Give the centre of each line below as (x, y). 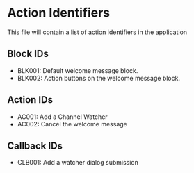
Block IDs (28, 54)
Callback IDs (35, 146)
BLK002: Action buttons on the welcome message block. (99, 78)
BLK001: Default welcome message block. (78, 70)
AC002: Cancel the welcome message (72, 124)
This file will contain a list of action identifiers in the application (97, 32)
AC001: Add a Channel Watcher (62, 117)
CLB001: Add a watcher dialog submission (78, 163)
